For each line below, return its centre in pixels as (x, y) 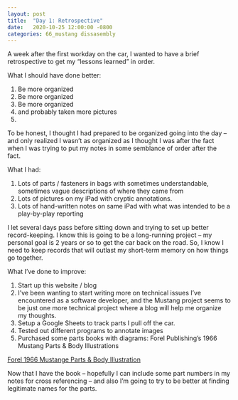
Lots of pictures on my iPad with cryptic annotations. (95, 199)
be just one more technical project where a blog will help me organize (119, 308)
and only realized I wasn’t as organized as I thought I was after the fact (111, 141)
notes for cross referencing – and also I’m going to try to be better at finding (118, 381)
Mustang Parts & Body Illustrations (68, 346)
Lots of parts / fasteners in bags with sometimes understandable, (113, 184)
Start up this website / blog (57, 285)
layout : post (27, 14)
